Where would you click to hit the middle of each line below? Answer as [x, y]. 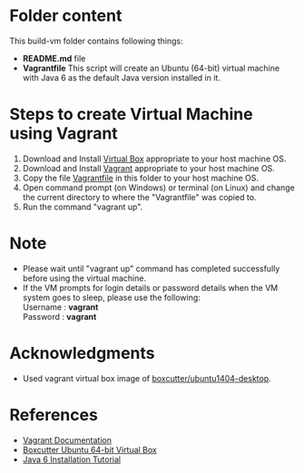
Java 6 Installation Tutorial [71, 459]
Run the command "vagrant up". [83, 207]
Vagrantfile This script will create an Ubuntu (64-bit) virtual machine [151, 68]
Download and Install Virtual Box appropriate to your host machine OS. [154, 159]
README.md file [54, 58]
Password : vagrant [59, 316]
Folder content [66, 16]
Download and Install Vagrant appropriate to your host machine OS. [148, 168]
